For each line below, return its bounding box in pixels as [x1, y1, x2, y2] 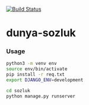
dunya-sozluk [6, 27, 76, 40]
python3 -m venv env [6, 61, 58, 67]
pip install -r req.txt [6, 71, 65, 78]
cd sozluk [6, 87, 31, 94]
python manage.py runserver [6, 93, 76, 99]
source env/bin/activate [6, 66, 68, 72]
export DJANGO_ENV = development [6, 77, 84, 83]
